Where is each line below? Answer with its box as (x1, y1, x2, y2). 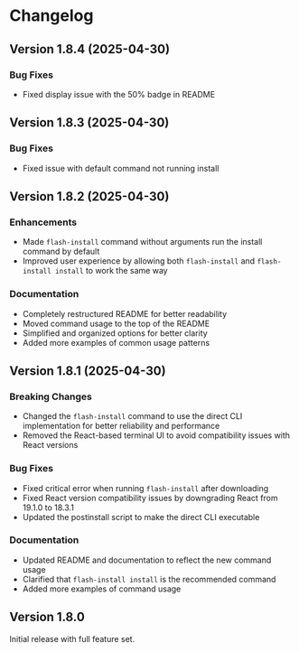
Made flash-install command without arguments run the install (22, 237, 263, 247)
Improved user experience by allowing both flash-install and (22, 256, 256, 266)
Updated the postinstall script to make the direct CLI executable (22, 511, 260, 522)
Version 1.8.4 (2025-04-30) (9, 42, 170, 57)
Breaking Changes (9, 390, 93, 403)
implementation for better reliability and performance (22, 421, 220, 432)
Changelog (9, 5, 94, 26)
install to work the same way (55, 265, 169, 276)
